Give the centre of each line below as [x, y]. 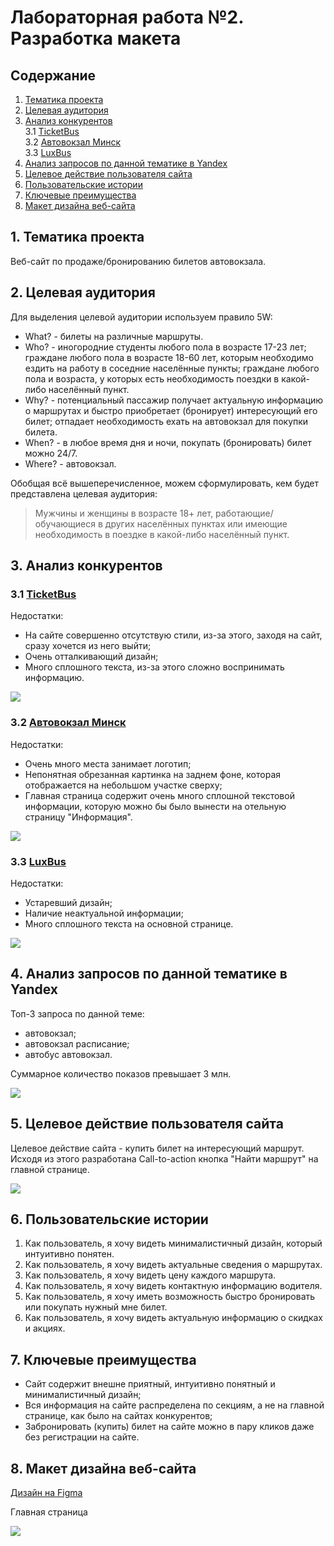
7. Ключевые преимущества [103, 1359]
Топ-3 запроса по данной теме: [77, 1013]
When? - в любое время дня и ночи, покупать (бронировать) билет [168, 442]
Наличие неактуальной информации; [104, 913]
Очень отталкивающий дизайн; [91, 657]
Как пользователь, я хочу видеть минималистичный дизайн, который [173, 1243]
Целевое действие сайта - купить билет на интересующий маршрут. [157, 1148]
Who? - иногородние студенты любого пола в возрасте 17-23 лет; [165, 347]
